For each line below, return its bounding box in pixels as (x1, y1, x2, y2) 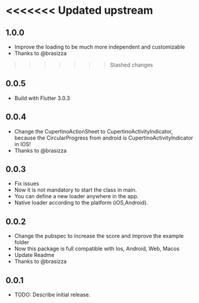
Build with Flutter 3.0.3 (14, 94, 70, 102)
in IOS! (14, 140, 31, 147)
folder (14, 239, 29, 246)
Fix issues (14, 180, 40, 187)
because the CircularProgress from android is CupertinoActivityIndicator (14, 134, 194, 141)
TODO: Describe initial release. (14, 291, 91, 298)
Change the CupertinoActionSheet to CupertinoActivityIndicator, (14, 128, 173, 135)
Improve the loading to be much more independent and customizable (14, 43, 185, 50)
